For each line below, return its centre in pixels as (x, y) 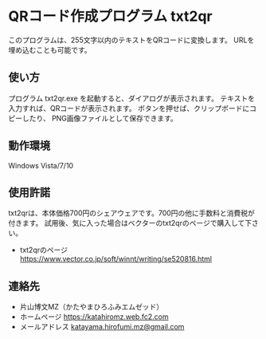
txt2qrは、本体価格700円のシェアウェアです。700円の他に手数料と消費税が (131, 213)
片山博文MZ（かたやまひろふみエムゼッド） (92, 307)
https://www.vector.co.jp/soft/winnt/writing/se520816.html (116, 259)
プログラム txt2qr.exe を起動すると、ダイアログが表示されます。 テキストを (131, 98)
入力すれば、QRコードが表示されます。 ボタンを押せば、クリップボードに (129, 108)
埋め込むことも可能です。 (50, 49)
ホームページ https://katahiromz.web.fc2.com (94, 317)
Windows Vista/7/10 (41, 165)
